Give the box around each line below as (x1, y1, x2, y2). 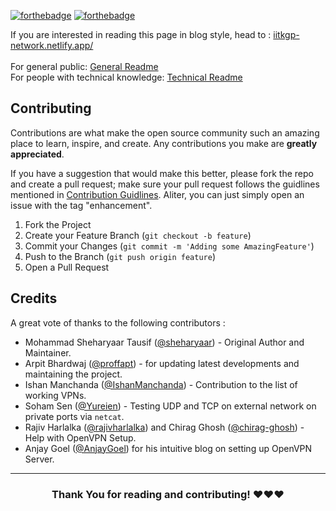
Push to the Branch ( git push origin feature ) (24, 250, 217, 262)
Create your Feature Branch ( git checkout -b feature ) (24, 229, 252, 241)
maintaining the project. (24, 368, 123, 380)
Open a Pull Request (24, 261, 110, 273)
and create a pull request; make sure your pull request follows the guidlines (10, 178, 320, 190)
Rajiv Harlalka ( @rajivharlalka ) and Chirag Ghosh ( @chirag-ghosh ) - (24, 421, 305, 433)
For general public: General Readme (10, 61, 159, 72)
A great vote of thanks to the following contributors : (10, 316, 226, 329)
